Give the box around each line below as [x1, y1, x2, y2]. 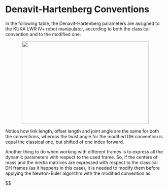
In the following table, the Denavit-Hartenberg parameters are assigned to [5, 20, 160, 26]
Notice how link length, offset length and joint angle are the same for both [5, 128, 159, 134]
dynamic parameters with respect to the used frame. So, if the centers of [5, 154, 158, 160]
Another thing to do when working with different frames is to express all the [5, 148, 163, 154]
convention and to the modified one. [5, 31, 81, 37]
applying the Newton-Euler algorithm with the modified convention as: [5, 170, 152, 176]
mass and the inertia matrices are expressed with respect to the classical [5, 159, 158, 166]
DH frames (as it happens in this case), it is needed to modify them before [5, 165, 160, 171]
